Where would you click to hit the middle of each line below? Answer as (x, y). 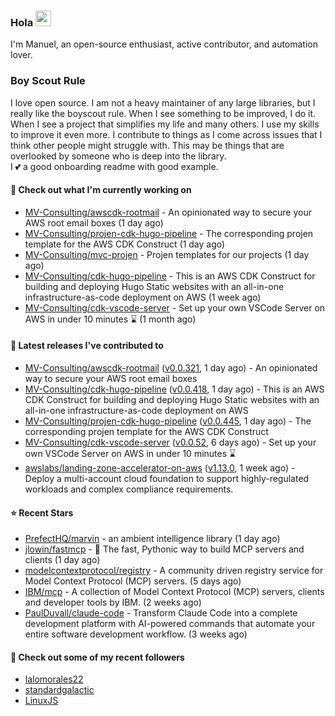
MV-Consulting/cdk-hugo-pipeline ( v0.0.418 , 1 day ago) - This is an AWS (174, 389)
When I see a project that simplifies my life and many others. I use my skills (165, 124)
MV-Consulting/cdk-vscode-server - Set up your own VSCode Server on (175, 307)
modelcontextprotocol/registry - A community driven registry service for (174, 571)
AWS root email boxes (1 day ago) (94, 222)
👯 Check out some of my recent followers (97, 657)
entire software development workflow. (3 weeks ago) (136, 634)
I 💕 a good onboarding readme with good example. (114, 166)
